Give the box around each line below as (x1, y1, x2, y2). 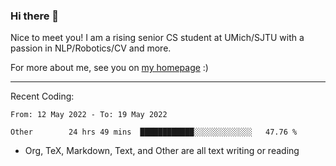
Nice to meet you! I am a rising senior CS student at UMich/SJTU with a (10, 32, 305, 44)
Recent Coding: (10, 90, 75, 103)
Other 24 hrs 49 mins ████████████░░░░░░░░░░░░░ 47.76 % (10, 127, 298, 138)
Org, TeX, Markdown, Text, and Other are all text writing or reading (24, 145, 300, 157)
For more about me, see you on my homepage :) (10, 62, 209, 74)
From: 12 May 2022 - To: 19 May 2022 (10, 110, 168, 120)
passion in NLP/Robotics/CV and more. (10, 42, 172, 54)
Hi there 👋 (10, 9, 60, 23)
